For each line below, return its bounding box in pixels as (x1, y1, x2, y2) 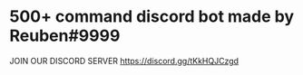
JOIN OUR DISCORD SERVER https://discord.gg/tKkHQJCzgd (9, 55, 239, 66)
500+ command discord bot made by (9, 6, 295, 27)
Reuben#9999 (9, 25, 121, 46)
